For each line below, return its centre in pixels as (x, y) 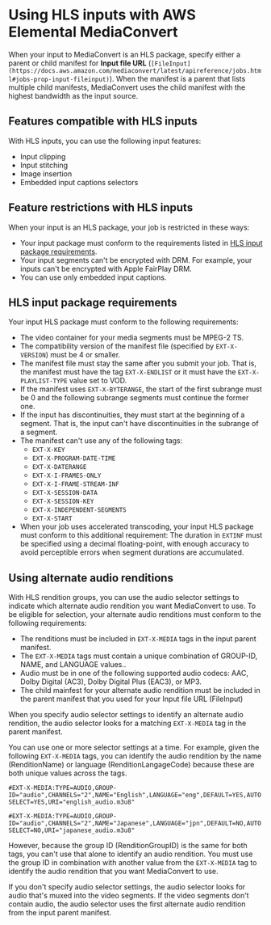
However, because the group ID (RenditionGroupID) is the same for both (128, 846)
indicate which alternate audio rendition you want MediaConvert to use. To (132, 606)
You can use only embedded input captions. (93, 277)
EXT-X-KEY (49, 450)
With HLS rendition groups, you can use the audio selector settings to (124, 598)
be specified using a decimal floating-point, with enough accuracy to (135, 544)
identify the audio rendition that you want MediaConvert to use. (114, 872)
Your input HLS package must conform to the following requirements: (124, 322)
